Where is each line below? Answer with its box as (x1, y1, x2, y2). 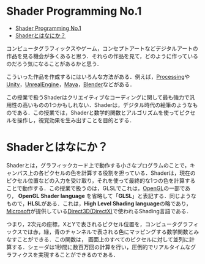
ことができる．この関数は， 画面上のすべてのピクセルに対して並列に (17, 235, 190, 243)
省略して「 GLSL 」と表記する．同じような (91, 192, 197, 199)
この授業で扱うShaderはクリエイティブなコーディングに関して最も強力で (6, 94, 190, 101)
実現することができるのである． (38, 251, 119, 258)
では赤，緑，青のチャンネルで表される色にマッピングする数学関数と (22, 228, 194, 235)
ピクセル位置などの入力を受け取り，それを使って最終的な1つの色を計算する (6, 177, 196, 184)
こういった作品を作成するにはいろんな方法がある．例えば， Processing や (6, 73, 190, 80)
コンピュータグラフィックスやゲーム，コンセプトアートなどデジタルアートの (6, 45, 198, 52)
